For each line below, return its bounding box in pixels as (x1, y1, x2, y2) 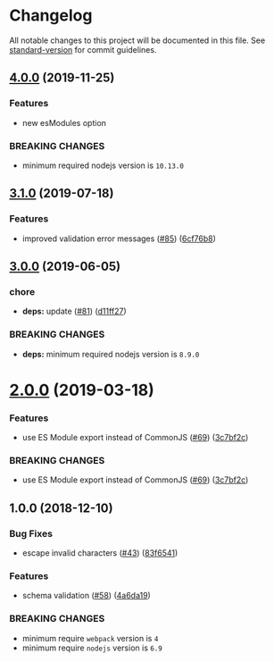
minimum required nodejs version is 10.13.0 (21, 160, 185, 171)
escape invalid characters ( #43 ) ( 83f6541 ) (21, 548, 179, 558)
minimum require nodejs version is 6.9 (21, 642, 162, 653)
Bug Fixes (9, 527, 54, 540)
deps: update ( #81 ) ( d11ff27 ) (21, 306, 127, 317)
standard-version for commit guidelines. (9, 44, 157, 54)
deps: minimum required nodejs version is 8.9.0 (21, 348, 200, 359)
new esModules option (21, 117, 107, 128)
